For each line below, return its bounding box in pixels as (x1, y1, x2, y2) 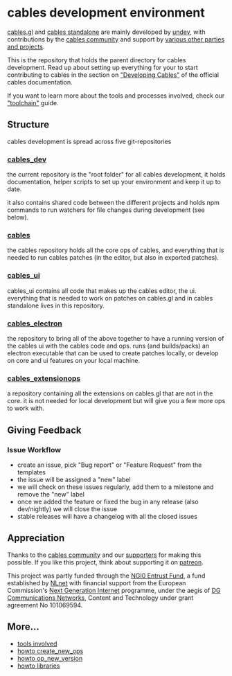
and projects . (7, 42, 45, 51)
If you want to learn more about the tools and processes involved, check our (7, 91, 225, 100)
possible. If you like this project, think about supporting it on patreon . (7, 558, 204, 566)
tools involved (17, 639, 57, 648)
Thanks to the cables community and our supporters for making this (7, 551, 202, 559)
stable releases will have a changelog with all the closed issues (17, 512, 197, 520)
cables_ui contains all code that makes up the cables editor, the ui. (7, 286, 197, 295)
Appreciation (7, 532, 65, 544)
